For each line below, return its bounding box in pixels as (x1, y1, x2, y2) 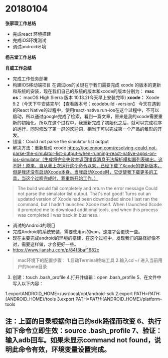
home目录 (26, 263, 47, 270)
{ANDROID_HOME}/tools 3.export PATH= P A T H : (5, 296, 103, 302)
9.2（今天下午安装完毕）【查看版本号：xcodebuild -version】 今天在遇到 (12, 101, 161, 107)
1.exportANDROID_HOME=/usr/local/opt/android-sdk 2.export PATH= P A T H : (5, 290, 161, 297)
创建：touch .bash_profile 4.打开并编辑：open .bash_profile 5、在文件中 (12, 274, 161, 280)
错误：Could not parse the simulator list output (12, 138, 109, 144)
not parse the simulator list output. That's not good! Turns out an (17, 191, 151, 197)
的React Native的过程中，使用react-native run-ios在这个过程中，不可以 (12, 107, 159, 113)
